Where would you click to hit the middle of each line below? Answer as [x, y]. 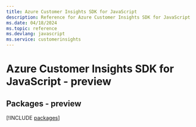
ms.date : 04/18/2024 [32, 23]
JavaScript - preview [59, 82]
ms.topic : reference [32, 28]
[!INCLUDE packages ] [33, 118]
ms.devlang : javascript [36, 34]
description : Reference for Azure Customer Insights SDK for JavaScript [98, 17]
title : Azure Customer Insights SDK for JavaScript [71, 12]
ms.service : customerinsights [44, 39]
